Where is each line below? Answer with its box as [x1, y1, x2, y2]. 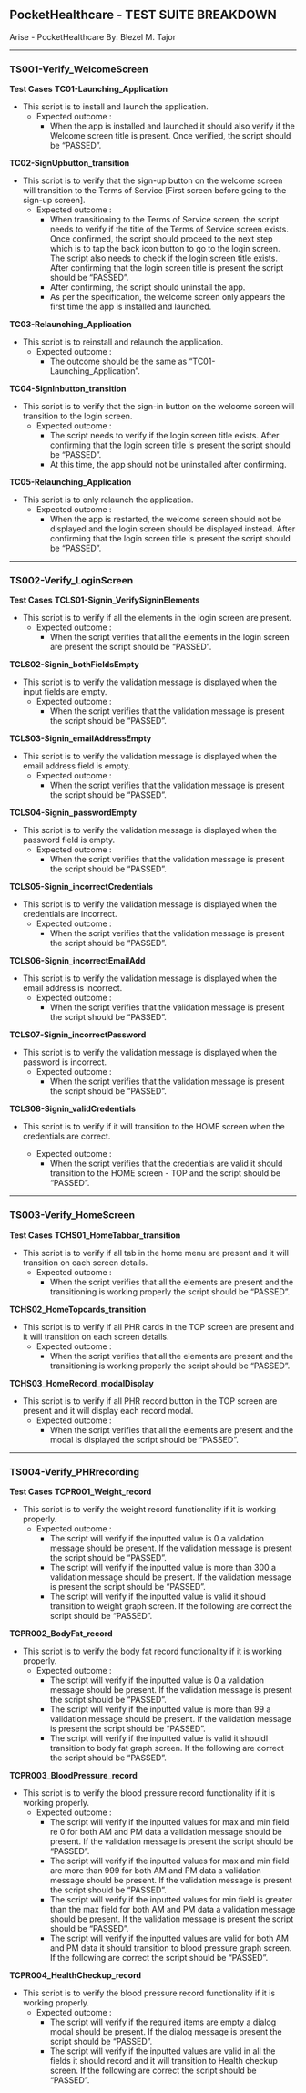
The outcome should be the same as [49, 356, 188, 367]
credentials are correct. [22, 1130, 111, 1142]
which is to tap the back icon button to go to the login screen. [49, 243, 280, 254]
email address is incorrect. [22, 983, 123, 994]
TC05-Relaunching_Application [9, 477, 132, 488]
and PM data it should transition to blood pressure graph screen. [49, 1943, 292, 1954]
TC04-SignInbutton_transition [9, 383, 127, 395]
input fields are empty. [22, 686, 107, 697]
